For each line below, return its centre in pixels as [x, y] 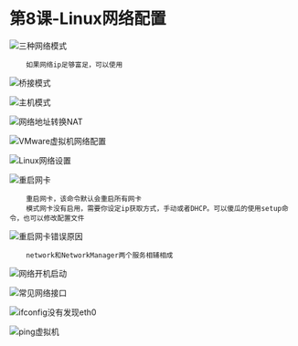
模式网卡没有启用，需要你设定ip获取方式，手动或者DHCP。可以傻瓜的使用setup [154, 208]
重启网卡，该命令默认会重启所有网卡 [84, 199]
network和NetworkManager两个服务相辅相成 [100, 255]
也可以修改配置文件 [53, 218]
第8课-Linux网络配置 [88, 19]
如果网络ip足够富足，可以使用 [74, 65]
